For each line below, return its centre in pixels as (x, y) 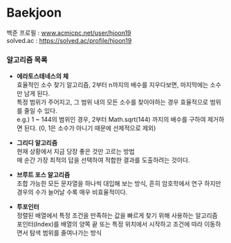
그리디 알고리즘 (37, 143)
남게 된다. (37, 93)
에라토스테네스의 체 (43, 76)
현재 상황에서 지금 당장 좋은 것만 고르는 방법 (76, 152)
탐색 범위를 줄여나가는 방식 (65, 233)
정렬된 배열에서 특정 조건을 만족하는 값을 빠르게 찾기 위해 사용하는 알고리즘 (117, 215)
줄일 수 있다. (40, 111)
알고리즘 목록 (27, 60)
